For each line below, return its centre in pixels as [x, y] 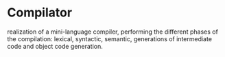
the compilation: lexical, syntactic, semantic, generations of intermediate [110, 38]
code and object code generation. [55, 46]
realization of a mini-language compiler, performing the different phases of [113, 32]
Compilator [40, 13]
